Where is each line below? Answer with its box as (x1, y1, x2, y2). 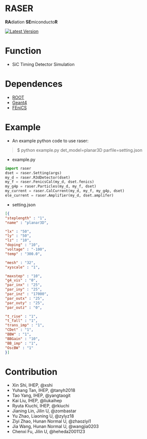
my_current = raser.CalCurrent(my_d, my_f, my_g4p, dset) (5, 189, 125, 194)
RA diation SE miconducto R (5, 19, 58, 25)
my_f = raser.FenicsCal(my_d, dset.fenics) (5, 179, 95, 184)
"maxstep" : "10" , (5, 274, 42, 278)
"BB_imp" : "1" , (5, 341, 38, 346)
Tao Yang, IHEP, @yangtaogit (12, 392, 71, 398)
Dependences (5, 79, 63, 90)
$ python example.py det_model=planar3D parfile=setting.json (16, 147, 143, 153)
